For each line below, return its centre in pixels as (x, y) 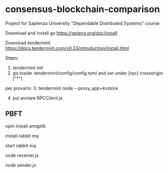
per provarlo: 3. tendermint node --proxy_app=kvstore (62, 88)
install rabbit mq (22, 136)
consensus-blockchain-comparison (83, 9)
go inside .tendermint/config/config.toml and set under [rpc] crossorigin (88, 73)
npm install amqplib (26, 126)
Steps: (12, 58)
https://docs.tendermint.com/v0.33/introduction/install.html (67, 48)
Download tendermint (28, 43)
